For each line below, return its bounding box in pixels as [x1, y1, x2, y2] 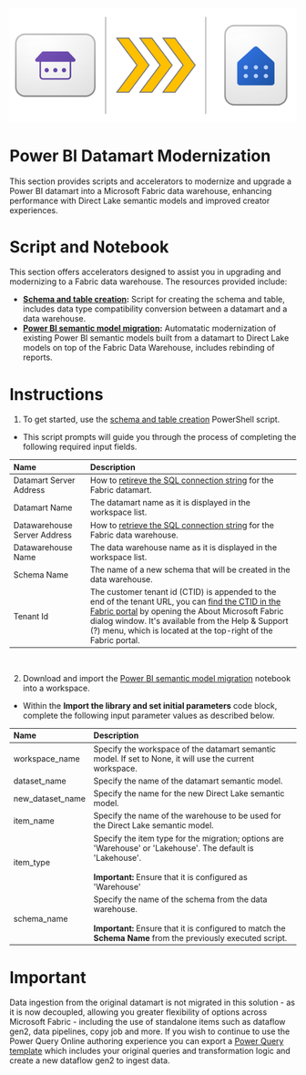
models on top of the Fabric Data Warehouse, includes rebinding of [22, 343, 275, 353]
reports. [22, 352, 53, 363]
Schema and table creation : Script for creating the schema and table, [22, 294, 285, 305]
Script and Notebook [9, 236, 169, 257]
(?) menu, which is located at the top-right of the [89, 625, 273, 636]
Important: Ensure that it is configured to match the [93, 923, 286, 934]
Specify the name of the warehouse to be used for [93, 810, 282, 822]
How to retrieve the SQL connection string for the [89, 519, 275, 530]
